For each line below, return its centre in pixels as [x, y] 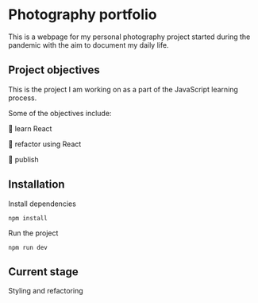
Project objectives [54, 70]
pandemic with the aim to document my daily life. [89, 45]
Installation [37, 185]
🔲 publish [23, 159]
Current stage [44, 272]
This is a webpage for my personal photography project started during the [129, 37]
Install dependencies [42, 204]
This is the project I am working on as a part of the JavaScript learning [123, 89]
